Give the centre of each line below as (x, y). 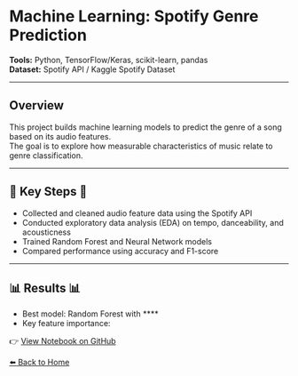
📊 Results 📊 (45, 288)
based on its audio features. (60, 136)
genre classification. (46, 155)
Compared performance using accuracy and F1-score (120, 251)
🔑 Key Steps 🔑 (48, 192)
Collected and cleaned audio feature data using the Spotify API (137, 213)
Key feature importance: (66, 324)
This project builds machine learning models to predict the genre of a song (145, 127)
